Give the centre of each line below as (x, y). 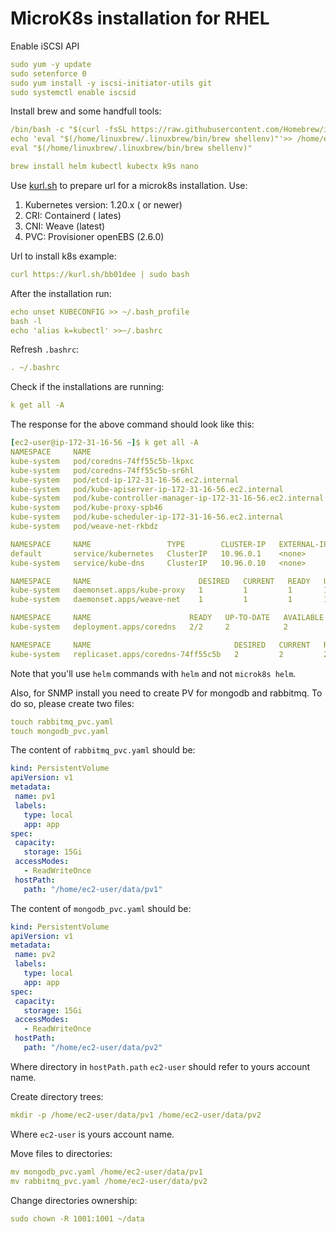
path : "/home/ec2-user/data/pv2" (93, 1048)
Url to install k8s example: (63, 256)
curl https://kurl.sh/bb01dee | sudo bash (100, 274)
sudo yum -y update (51, 64)
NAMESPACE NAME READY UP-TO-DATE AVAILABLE (167, 618)
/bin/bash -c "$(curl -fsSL (69, 130)
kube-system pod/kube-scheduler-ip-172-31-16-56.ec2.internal (147, 517)
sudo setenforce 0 (48, 73)
